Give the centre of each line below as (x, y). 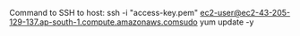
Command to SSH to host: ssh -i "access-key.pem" (104, 13)
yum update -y (227, 22)
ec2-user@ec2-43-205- (245, 13)
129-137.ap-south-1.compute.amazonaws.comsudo (104, 22)
